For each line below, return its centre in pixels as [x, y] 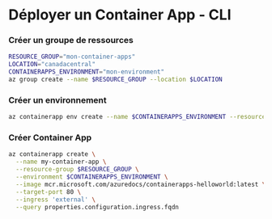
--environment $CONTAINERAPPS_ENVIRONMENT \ [92, 177]
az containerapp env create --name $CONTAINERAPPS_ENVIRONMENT [117, 117]
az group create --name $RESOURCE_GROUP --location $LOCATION [115, 80]
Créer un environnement [57, 100]
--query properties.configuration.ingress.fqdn [98, 207]
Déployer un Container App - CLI [120, 15]
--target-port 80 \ [49, 192]
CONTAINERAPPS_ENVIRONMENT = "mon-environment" [86, 72]
